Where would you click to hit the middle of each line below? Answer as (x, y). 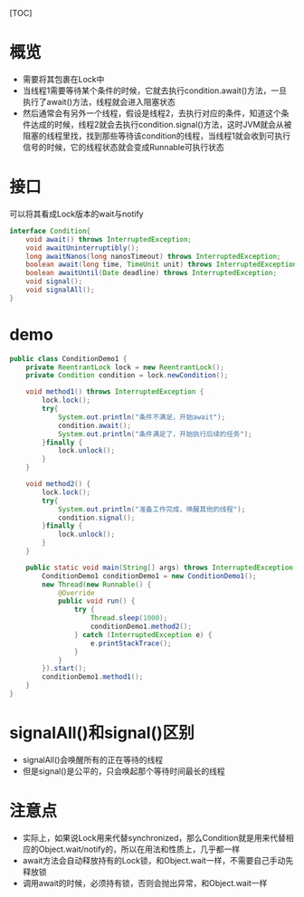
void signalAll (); (60, 290)
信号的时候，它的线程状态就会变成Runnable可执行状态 (123, 147)
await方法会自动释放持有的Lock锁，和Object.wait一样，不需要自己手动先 (158, 860)
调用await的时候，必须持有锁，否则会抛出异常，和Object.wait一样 (145, 883)
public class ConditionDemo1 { (68, 358)
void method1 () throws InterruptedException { (115, 392)
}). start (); (65, 669)
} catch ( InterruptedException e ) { (143, 635)
